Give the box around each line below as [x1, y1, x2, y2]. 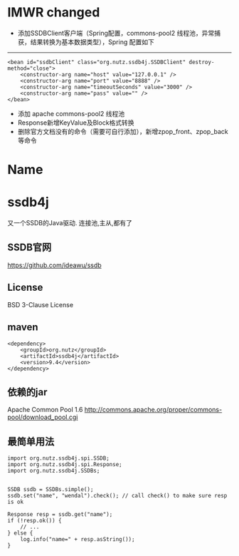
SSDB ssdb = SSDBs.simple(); [7, 486, 94, 493]
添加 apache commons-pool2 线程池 [17, 109, 125, 118]
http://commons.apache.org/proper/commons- [84, 406, 223, 414]
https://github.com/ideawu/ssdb [7, 261, 102, 269]
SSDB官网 [7, 242, 52, 254]
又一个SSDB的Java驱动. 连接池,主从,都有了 [7, 219, 133, 227]
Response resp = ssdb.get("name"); [7, 511, 113, 518]
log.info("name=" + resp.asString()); [20, 536, 135, 543]
